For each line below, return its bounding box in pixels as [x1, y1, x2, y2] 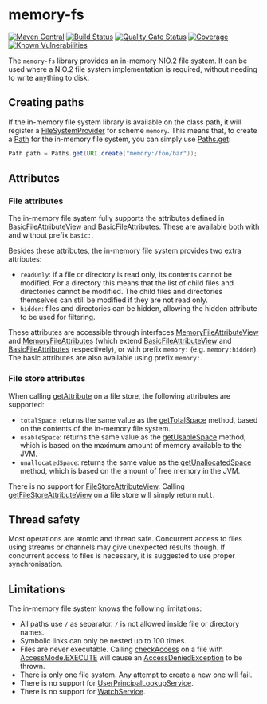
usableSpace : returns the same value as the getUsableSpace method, [19, 432, 246, 442]
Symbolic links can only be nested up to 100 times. [19, 636, 187, 646]
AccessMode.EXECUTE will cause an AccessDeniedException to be [19, 653, 243, 663]
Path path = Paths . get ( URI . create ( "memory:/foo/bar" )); [8, 149, 198, 157]
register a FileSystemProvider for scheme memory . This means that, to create [8, 125, 257, 135]
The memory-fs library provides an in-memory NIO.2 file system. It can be [8, 56, 248, 65]
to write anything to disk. [8, 73, 90, 82]
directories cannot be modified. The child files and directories [19, 287, 223, 297]
